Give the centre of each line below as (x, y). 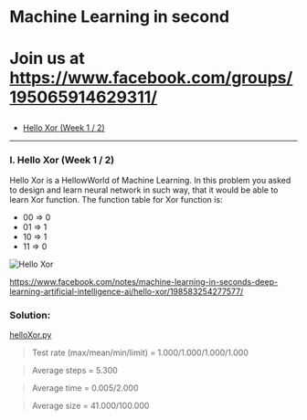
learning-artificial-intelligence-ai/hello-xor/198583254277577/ (127, 291)
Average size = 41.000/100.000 (90, 405)
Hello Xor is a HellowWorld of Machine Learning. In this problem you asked (150, 180)
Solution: (30, 315)
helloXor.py (31, 334)
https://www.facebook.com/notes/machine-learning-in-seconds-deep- (144, 281)
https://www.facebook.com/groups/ (151, 78)
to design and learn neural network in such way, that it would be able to (144, 190)
